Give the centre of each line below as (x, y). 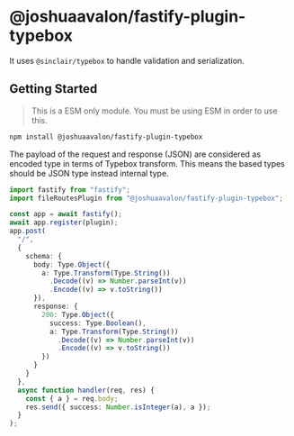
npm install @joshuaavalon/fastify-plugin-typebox (106, 137)
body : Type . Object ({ (71, 264)
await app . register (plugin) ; (64, 223)
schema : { (44, 256)
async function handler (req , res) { (86, 390)
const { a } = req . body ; (72, 398)
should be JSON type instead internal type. (89, 173)
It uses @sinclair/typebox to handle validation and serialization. (127, 60)
